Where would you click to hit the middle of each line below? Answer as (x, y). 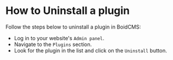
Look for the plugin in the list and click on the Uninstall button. (90, 50)
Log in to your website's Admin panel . (59, 38)
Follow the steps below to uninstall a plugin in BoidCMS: (73, 27)
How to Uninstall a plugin (68, 11)
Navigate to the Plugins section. (53, 44)
